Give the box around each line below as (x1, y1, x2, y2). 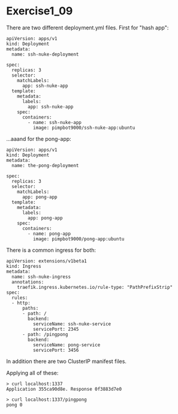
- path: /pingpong (22, 331, 68, 337)
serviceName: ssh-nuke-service (32, 321, 111, 327)
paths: (22, 305, 39, 311)
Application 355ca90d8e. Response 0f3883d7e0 (6, 386, 122, 392)
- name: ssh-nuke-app (28, 119, 82, 125)
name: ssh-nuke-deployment (11, 51, 79, 58)
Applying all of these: (6, 369, 59, 376)
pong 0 (6, 401, 23, 408)
